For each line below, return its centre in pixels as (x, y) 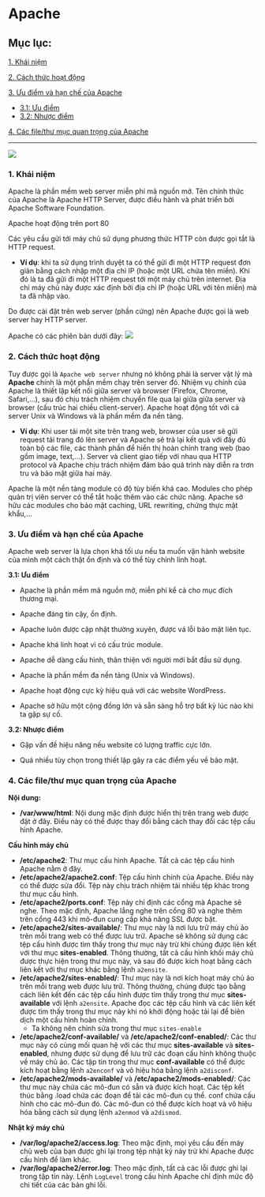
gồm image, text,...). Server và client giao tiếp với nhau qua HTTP (125, 456)
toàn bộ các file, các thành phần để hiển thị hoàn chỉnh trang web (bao (135, 448)
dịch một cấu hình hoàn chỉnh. (69, 1020)
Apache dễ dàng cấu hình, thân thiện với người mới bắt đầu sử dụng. (131, 660)
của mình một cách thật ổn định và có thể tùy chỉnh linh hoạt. (108, 559)
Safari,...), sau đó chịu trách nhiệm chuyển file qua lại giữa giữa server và (127, 399)
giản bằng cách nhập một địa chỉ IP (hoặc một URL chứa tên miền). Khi (134, 271)
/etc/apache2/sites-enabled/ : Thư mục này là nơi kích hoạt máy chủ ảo (137, 978)
